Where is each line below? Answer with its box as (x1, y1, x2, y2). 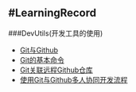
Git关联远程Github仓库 (19, 65, 93, 75)
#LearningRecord (8, 6, 97, 20)
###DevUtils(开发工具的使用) (8, 28, 103, 38)
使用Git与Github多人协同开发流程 (19, 75, 128, 84)
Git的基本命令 (19, 55, 65, 64)
